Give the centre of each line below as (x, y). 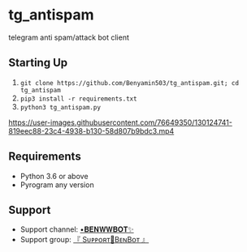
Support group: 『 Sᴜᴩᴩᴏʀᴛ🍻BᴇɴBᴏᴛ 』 (84, 240)
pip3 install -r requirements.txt (78, 99)
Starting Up (38, 63)
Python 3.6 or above (54, 176)
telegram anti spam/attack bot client (69, 37)
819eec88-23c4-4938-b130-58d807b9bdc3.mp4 (91, 130)
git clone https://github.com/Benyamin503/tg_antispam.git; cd (130, 83)
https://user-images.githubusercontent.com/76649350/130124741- (121, 122)
